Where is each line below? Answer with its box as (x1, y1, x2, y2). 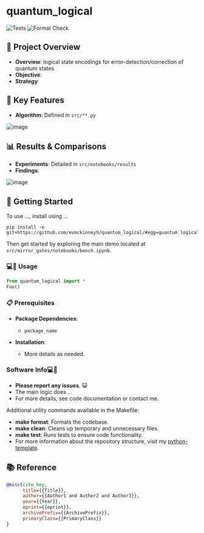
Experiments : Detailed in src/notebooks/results (15, 160, 137, 168)
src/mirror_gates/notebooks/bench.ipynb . (6, 247, 112, 254)
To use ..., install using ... (6, 213, 69, 220)
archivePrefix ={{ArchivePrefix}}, (22, 510, 110, 516)
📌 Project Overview (6, 42, 81, 52)
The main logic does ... (15, 388, 73, 396)
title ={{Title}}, (22, 487, 67, 493)
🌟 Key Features (6, 95, 65, 106)
